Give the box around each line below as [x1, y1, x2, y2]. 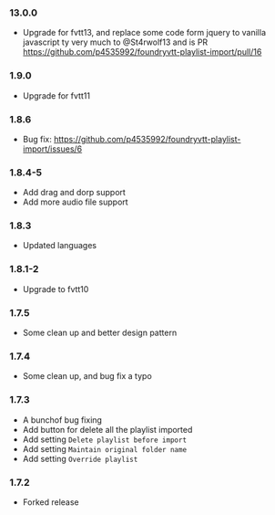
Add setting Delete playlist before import [22, 434, 188, 445]
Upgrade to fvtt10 [22, 283, 89, 294]
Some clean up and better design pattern [22, 327, 178, 339]
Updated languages [22, 240, 97, 251]
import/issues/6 [22, 143, 83, 154]
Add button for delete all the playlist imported [22, 424, 193, 435]
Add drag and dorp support [22, 187, 126, 198]
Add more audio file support [22, 196, 129, 207]
